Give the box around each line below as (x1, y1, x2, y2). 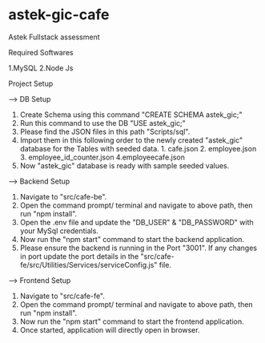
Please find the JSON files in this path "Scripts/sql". (19, 127, 191, 136)
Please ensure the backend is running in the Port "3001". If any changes (19, 243, 258, 252)
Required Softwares (8, 47, 74, 57)
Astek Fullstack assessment (8, 32, 100, 42)
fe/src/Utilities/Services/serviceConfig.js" (19, 260, 158, 269)
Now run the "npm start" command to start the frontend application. (19, 317, 244, 326)
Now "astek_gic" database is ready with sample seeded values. (19, 160, 230, 170)
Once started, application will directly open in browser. (19, 325, 200, 334)
